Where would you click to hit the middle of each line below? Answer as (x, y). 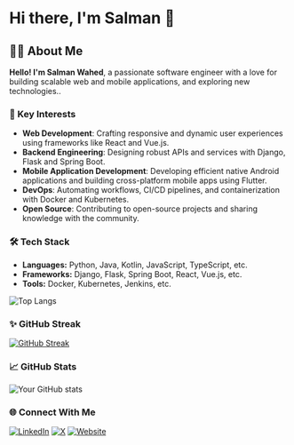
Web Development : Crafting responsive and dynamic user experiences (152, 133)
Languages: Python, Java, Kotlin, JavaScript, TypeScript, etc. (135, 265)
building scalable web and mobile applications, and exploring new (130, 82)
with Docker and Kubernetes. (75, 200)
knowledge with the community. (80, 219)
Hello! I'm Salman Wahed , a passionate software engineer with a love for (143, 72)
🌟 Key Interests (43, 114)
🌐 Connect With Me (52, 412)
